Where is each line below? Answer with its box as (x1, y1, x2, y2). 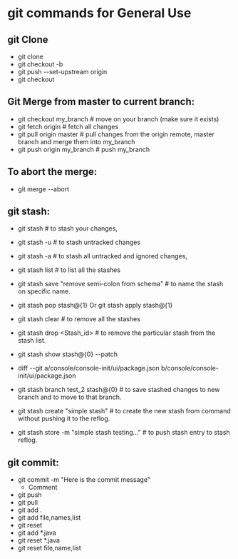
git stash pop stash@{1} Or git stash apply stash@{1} (17, 301, 173, 310)
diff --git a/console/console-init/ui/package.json (17, 364, 160, 373)
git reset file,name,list (17, 544, 82, 553)
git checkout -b (17, 60, 63, 69)
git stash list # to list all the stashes (17, 266, 121, 274)
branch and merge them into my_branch (17, 137, 135, 146)
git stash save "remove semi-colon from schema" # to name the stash (17, 280, 224, 288)
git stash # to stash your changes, (17, 224, 118, 233)
